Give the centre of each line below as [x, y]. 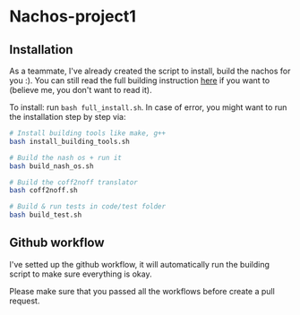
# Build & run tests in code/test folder [88, 207]
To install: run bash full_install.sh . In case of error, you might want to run [148, 107]
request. [25, 301]
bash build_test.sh [46, 215]
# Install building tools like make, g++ [88, 133]
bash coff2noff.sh [43, 191]
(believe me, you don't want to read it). [81, 90]
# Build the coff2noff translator [74, 182]
